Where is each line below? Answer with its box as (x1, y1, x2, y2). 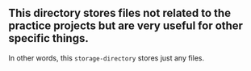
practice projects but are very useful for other (8, 19, 244, 33)
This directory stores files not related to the (8, 6, 232, 20)
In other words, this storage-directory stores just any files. (8, 52, 205, 63)
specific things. (8, 31, 89, 45)
